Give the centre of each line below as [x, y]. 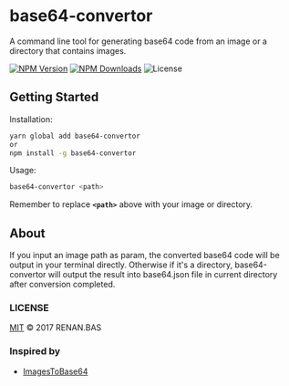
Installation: [31, 119]
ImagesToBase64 [55, 371]
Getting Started [54, 97]
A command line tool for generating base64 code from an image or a [138, 41]
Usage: [23, 171]
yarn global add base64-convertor [75, 136]
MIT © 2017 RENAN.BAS [56, 328]
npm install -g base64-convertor [73, 153]
